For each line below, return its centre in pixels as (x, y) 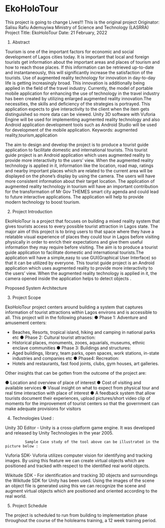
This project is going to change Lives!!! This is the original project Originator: (82, 22)
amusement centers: (26, 323)
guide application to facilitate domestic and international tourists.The (74, 252)
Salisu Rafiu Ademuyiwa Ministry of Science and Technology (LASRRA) (77, 27)
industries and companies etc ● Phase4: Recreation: (66, 358)
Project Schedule (30, 505)
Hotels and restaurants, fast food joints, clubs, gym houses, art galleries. (85, 363)
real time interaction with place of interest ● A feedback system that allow (80, 393)
